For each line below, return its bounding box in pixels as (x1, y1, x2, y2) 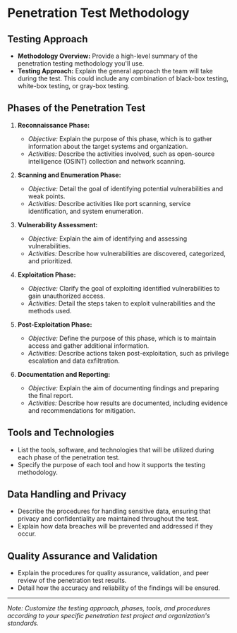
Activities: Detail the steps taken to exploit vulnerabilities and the (28, 299, 217, 308)
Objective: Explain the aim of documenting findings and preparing (28, 383, 219, 392)
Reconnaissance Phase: (17, 121, 90, 129)
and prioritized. (28, 256, 73, 265)
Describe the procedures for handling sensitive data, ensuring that (17, 507, 211, 516)
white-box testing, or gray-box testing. (17, 82, 130, 90)
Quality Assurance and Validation (7, 550, 158, 562)
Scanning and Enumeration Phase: (17, 171, 121, 179)
